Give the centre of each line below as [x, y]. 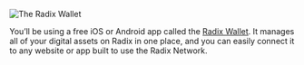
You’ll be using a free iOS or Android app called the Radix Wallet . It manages [152, 31]
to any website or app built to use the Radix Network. [108, 51]
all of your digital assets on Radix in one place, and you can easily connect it [152, 41]
